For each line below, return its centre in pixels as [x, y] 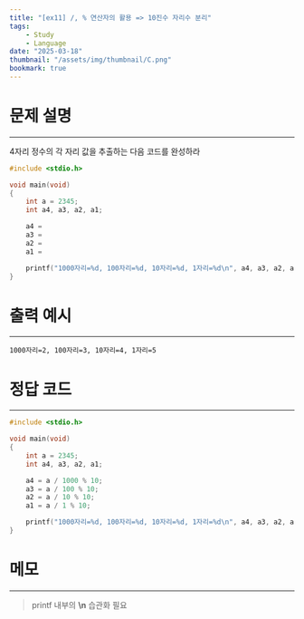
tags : [19, 26]
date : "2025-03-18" [46, 52]
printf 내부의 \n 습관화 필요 [79, 604]
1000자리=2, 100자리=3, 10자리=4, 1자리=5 [83, 351]
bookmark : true [38, 69]
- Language [46, 43]
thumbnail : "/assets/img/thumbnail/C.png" [90, 60]
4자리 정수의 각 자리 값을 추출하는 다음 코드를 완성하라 [105, 151]
